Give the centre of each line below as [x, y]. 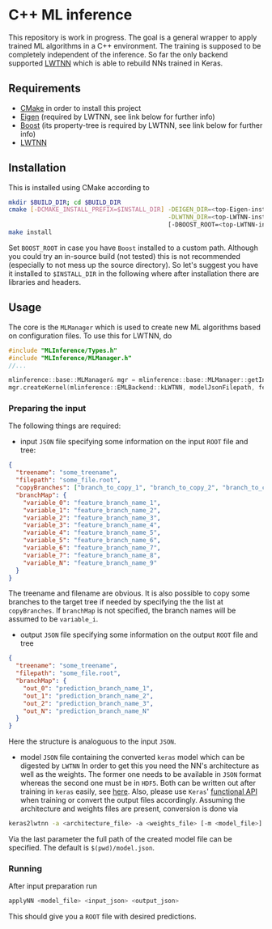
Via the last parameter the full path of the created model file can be [120, 839]
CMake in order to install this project [81, 108]
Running [25, 868]
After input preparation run [53, 886]
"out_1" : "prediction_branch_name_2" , [88, 696]
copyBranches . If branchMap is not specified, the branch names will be [122, 611]
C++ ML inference [70, 15]
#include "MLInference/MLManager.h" [70, 358]
